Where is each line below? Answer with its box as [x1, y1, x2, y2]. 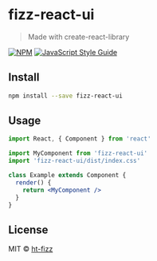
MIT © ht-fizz [8, 244, 53, 254]
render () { [15, 178, 52, 187]
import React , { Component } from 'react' [8, 135, 151, 143]
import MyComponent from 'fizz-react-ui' [8, 149, 148, 157]
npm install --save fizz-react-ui [8, 92, 124, 100]
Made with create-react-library [27, 32, 130, 42]
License [8, 223, 49, 236]
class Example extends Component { [8, 172, 127, 180]
